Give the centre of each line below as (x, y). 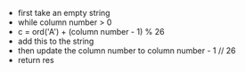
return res (36, 60)
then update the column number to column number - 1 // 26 (127, 51)
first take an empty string (64, 13)
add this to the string (56, 41)
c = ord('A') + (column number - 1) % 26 (91, 32)
